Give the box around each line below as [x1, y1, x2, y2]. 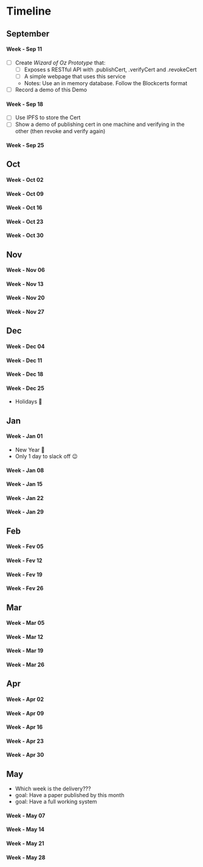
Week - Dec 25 [6, 385, 44, 392]
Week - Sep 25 [6, 141, 44, 148]
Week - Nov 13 [6, 280, 44, 287]
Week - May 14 [6, 826, 44, 833]
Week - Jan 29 [6, 508, 44, 515]
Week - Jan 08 [6, 467, 44, 474]
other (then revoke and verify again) [15, 128, 106, 135]
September [6, 29, 50, 39]
